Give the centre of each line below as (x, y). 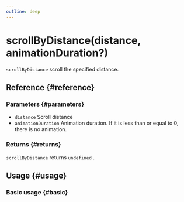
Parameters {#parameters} (45, 104)
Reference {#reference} (51, 88)
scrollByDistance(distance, (74, 40)
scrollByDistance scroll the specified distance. (63, 69)
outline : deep (23, 11)
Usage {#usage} (37, 175)
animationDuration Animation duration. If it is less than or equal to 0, (96, 123)
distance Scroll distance (44, 117)
